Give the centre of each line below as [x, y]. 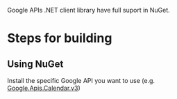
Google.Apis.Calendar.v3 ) [44, 88]
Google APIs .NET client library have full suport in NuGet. [88, 10]
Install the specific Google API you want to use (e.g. [81, 81]
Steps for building [60, 38]
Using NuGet [35, 64]
